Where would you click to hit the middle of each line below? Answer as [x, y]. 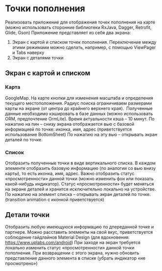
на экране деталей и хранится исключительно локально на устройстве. [81, 189]
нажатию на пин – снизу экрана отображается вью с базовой [70, 124]
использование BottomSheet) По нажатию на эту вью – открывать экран [81, 134]
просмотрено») [21, 263]
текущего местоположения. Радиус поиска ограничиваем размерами [79, 103]
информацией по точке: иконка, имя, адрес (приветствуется [69, 129]
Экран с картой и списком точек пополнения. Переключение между [84, 42]
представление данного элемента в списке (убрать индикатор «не [75, 258]
